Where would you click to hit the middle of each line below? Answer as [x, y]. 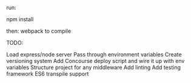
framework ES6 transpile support [48, 74]
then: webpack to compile [39, 31]
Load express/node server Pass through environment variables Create [94, 55]
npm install [20, 19]
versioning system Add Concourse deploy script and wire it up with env [95, 61]
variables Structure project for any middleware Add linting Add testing [93, 67]
